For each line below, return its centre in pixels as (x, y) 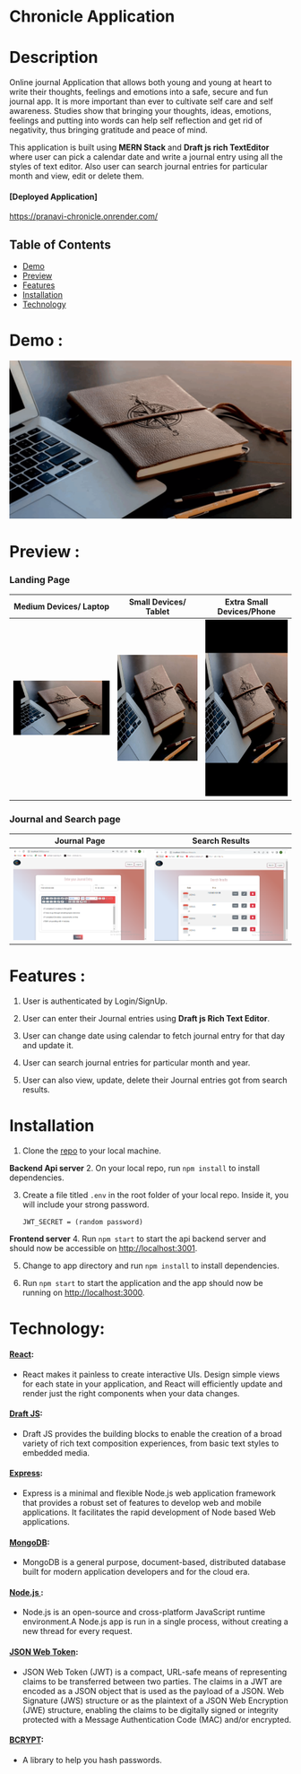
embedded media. (56, 1452)
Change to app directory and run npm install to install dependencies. (151, 1265)
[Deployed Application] (54, 196)
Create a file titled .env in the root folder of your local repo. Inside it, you (155, 1196)
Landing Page (40, 579)
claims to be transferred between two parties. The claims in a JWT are (152, 1681)
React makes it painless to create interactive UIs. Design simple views (151, 1374)
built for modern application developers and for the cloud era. (136, 1572)
